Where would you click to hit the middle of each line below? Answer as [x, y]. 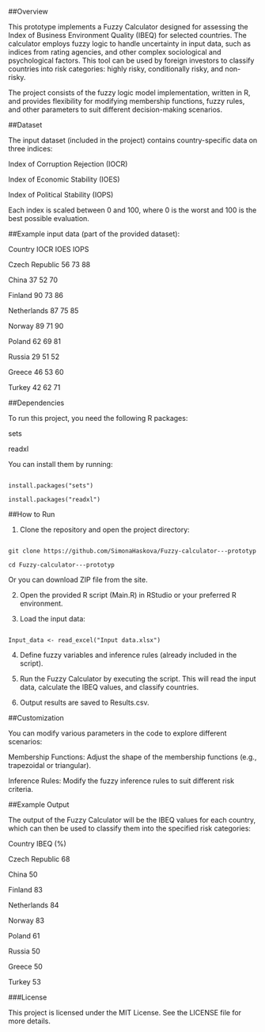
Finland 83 [26, 890]
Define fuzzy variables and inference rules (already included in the [128, 655]
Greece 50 [26, 967]
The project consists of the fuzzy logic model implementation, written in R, [129, 93]
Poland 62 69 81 [35, 341]
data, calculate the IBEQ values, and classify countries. [109, 687]
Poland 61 [24, 936]
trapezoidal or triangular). [49, 765]
